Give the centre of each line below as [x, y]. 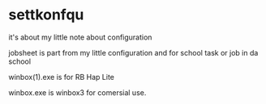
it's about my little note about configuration [80, 37]
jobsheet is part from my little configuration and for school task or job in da [133, 52]
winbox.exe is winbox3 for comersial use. [77, 92]
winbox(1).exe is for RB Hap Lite [62, 77]
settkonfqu [46, 15]
